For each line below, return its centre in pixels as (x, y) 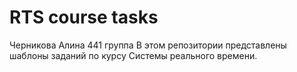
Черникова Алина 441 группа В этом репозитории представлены (148, 45)
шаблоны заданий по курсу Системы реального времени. (133, 55)
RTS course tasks (84, 17)
